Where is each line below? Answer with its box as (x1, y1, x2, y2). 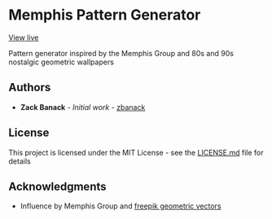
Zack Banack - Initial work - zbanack (20, 102, 146, 112)
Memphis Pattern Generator (8, 6, 201, 24)
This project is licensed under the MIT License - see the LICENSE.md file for (8, 147, 264, 157)
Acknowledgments (8, 179, 107, 193)
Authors (8, 81, 51, 94)
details (8, 156, 31, 166)
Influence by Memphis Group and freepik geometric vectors (20, 201, 222, 211)
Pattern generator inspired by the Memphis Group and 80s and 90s (8, 48, 235, 58)
